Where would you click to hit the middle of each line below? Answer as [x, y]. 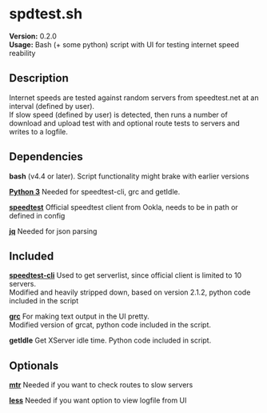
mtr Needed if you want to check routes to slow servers [101, 385]
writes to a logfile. [39, 131]
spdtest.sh [46, 14]
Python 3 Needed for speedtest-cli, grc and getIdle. [95, 191]
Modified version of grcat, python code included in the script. [110, 325]
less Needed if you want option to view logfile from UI [98, 400]
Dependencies [46, 157]
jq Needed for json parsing [53, 231]
